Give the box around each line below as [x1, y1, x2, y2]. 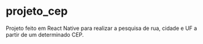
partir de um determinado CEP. [6, 31, 84, 38]
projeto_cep [6, 4, 68, 18]
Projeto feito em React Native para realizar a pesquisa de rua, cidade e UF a [6, 24, 197, 32]
